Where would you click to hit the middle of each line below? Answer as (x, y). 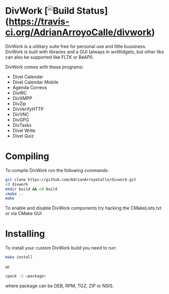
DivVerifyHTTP (28, 109)
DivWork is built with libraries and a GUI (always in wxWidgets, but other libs (84, 52)
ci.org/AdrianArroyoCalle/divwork (78, 32)
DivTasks (22, 125)
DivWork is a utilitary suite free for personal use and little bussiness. (76, 46)
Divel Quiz (23, 136)
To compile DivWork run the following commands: (57, 170)
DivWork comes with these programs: (44, 67)
